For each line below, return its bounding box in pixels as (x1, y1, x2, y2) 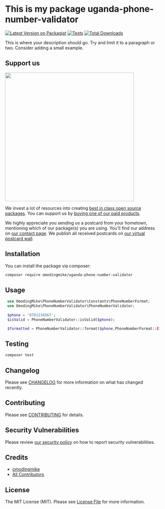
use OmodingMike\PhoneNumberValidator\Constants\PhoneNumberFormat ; (7, 299, 151, 304)
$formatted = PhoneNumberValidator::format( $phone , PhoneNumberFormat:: (7, 326, 157, 331)
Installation (5, 250, 40, 258)
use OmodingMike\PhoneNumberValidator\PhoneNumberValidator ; (7, 304, 135, 309)
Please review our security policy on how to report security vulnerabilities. (5, 439, 155, 445)
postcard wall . (5, 235, 34, 241)
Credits (5, 453, 28, 462)
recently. (5, 385, 23, 390)
